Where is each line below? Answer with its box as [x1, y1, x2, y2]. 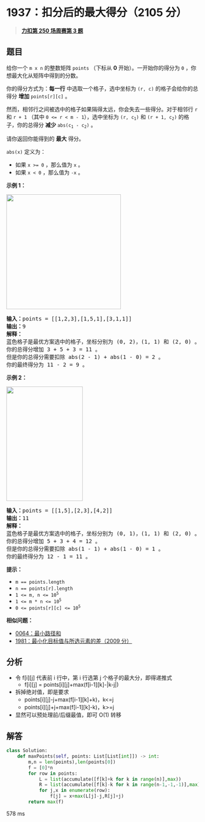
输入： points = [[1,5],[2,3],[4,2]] [6, 507, 113, 514]
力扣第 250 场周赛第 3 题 [21, 27, 84, 34]
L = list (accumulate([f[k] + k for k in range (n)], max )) [38, 776, 182, 782]
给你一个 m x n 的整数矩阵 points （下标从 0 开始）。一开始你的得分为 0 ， [6, 64, 191, 71]
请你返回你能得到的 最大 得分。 [6, 135, 84, 142]
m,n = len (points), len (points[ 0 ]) [28, 759, 116, 765]
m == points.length [15, 579, 65, 585]
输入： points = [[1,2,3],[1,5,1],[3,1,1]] [6, 315, 132, 322]
